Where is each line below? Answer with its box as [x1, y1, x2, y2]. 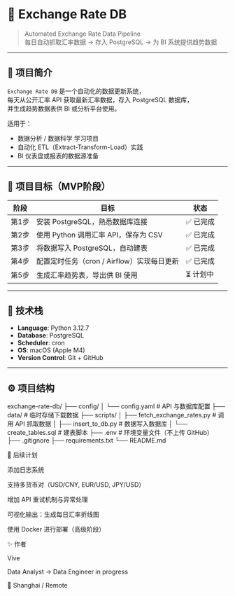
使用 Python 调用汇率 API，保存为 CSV [36, 230, 163, 240]
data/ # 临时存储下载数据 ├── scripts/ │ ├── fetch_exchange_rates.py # [7, 411, 217, 420]
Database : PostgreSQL [17, 331, 85, 340]
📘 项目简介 [7, 67, 52, 79]
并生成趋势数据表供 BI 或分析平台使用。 [7, 104, 121, 113]
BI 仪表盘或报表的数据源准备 [17, 151, 99, 160]
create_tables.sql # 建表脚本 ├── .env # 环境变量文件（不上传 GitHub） [7, 429, 213, 437]
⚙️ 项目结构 [7, 382, 55, 394]
